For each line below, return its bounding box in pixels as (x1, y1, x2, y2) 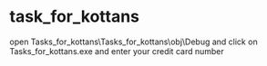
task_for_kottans (9, 6, 139, 27)
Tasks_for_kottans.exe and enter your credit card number (9, 45, 225, 56)
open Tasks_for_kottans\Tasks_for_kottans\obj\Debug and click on (9, 36, 258, 47)
